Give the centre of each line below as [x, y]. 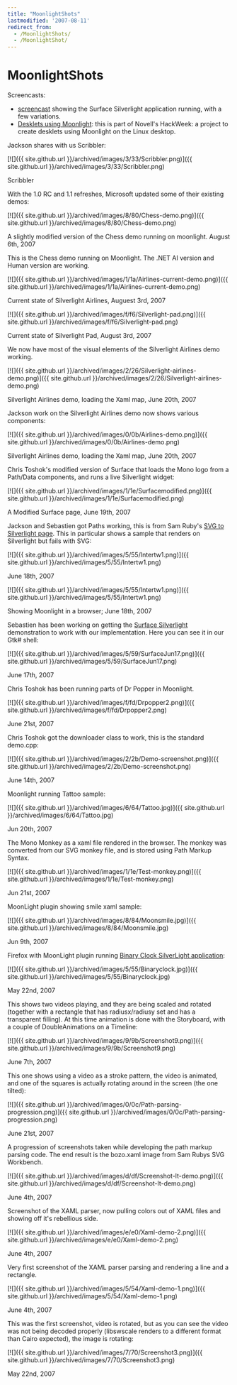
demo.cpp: [23, 745]
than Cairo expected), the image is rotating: [70, 1339]
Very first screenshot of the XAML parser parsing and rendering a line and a [118, 1267]
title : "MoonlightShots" [44, 14]
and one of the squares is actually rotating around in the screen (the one [112, 1083]
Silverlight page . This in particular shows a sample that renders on [104, 534]
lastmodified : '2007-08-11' [49, 21]
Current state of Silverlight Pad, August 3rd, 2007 [80, 336]
